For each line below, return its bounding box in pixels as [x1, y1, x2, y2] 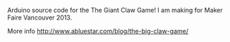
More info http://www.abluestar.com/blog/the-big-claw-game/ [7, 27, 189, 35]
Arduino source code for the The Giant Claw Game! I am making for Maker [7, 6, 224, 14]
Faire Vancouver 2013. [7, 13, 73, 22]
